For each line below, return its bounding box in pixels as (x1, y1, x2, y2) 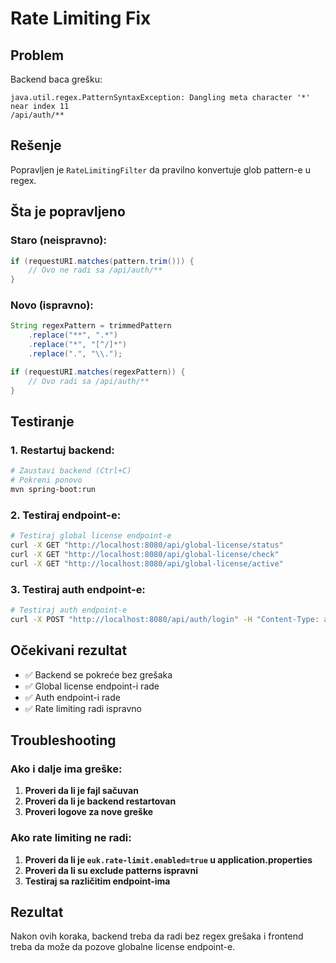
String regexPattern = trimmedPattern (10, 321, 172, 331)
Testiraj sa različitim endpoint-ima (24, 875, 171, 887)
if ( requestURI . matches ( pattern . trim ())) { (10, 256, 195, 266)
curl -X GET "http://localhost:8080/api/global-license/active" (10, 558, 284, 569)
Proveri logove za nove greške (24, 806, 154, 818)
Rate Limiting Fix (10, 7, 152, 30)
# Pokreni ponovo (10, 475, 83, 486)
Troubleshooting (10, 732, 117, 749)
